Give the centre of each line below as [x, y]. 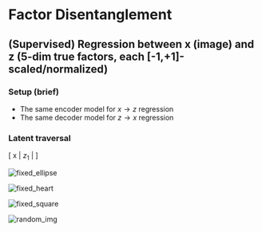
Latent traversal [40, 138]
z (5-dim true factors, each [77, 56]
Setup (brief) [34, 92]
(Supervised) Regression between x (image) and [131, 44]
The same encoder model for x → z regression [97, 108]
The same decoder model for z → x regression [97, 117]
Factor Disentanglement [90, 15]
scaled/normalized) [58, 69]
